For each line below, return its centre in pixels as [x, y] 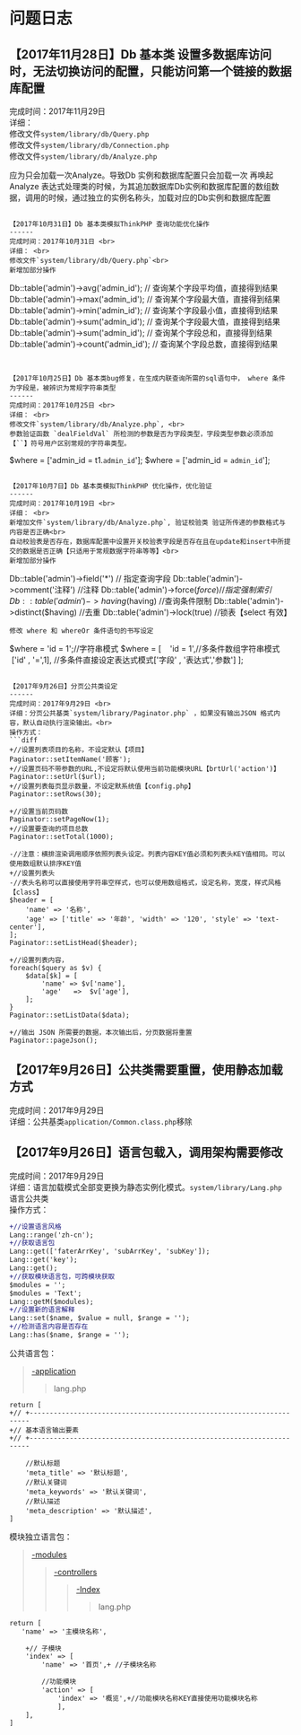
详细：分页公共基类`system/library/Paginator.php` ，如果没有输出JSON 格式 [142, 714]
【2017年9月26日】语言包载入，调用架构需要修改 [146, 1153]
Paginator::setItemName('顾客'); [70, 759]
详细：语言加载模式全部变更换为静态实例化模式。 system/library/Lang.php [146, 1187]
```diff [24, 740]
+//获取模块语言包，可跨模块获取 [62, 1276]
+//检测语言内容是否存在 [49, 1327]
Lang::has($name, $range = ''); [69, 1335]
